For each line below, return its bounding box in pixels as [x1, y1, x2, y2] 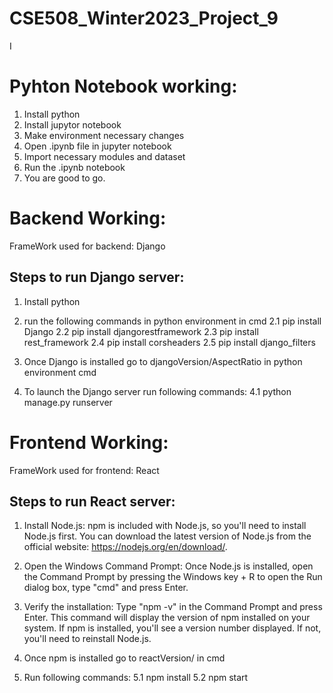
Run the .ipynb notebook [23, 161, 126, 173]
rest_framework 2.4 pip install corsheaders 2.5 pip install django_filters [23, 336, 316, 348]
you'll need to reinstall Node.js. [23, 633, 152, 645]
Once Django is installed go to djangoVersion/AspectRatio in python [23, 355, 303, 367]
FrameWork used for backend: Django [9, 240, 166, 252]
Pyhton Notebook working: [9, 75, 238, 98]
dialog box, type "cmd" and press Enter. [23, 582, 189, 594]
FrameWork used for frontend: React [9, 464, 160, 476]
